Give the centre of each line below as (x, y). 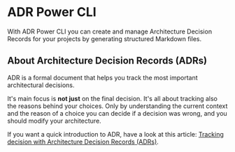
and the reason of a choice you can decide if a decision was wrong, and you (117, 113)
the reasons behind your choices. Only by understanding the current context (117, 106)
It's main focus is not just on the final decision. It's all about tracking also (113, 98)
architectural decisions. (41, 85)
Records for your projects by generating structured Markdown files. (105, 38)
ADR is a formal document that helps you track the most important (102, 77)
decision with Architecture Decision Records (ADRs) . (83, 142)
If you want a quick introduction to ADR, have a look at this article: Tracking (115, 134)
